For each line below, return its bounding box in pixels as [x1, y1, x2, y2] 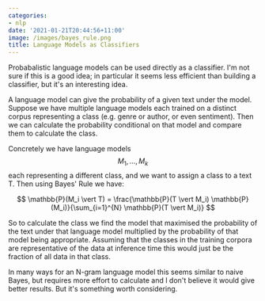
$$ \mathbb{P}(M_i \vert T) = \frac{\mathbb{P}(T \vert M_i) [17, 194, 210, 204]
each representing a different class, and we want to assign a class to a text [8, 170, 252, 180]
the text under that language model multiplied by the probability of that [8, 227, 239, 236]
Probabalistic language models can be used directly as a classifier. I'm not [8, 63, 250, 72]
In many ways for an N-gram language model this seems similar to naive [8, 267, 244, 276]
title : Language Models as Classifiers [8, 41, 140, 49]
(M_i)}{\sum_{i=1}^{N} [51, 203, 123, 212]
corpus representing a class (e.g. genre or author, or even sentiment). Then [8, 112, 254, 121]
